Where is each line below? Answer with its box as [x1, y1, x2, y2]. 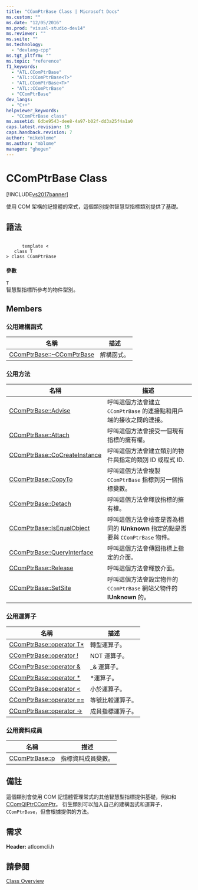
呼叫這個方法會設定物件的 [107, 576, 179, 584]
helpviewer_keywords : [6, 108, 60, 113]
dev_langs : [6, 96, 33, 102]
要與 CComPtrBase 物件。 [107, 533, 174, 541]
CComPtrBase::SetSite [9, 584, 71, 592]
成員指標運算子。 [90, 707, 138, 715]
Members [6, 304, 42, 314]
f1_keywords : [6, 63, 38, 70]
